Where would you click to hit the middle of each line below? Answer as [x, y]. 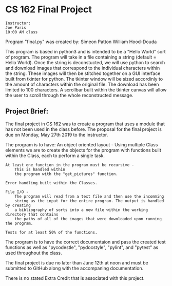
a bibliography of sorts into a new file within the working [81, 210]
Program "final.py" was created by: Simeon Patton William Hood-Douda [81, 42]
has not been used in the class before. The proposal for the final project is [83, 129]
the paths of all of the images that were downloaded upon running [88, 219]
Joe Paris [16, 27]
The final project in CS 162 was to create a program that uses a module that [85, 124]
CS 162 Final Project [49, 9]
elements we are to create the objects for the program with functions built [83, 150]
